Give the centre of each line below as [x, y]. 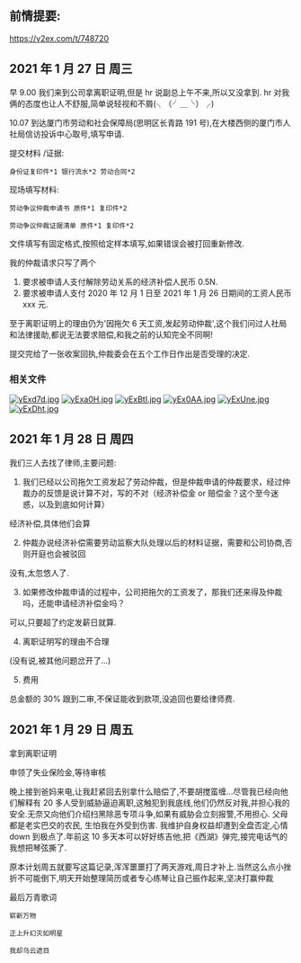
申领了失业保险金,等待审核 [58, 772]
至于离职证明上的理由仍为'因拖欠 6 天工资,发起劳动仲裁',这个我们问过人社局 [148, 323]
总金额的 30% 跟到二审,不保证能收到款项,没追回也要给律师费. [122, 699]
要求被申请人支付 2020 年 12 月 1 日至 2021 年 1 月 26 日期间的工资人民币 [157, 293]
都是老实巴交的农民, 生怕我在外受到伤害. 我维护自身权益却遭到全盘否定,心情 [149, 825]
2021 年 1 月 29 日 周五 [71, 730]
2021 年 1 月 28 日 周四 [71, 439]
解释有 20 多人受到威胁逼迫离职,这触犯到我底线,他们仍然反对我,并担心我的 [153, 802]
